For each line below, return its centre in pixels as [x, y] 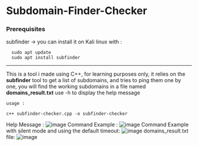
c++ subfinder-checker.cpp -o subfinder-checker [67, 114]
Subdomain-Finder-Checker [77, 11]
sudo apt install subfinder [46, 58]
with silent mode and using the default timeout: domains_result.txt [97, 131]
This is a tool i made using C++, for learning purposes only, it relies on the [96, 74]
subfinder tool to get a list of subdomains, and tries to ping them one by [94, 80]
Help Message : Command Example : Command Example [98, 125]
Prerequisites [26, 29]
